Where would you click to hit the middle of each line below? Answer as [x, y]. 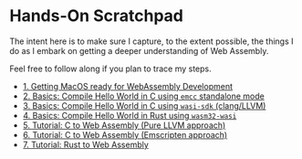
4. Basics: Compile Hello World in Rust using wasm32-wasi [130, 115]
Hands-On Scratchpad [97, 16]
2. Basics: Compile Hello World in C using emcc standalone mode [143, 96]
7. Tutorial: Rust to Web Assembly [85, 144]
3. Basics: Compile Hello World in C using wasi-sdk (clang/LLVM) [144, 105]
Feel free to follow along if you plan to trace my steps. [110, 69]
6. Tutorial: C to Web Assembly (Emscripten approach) [125, 134]
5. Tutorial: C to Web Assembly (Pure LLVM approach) [124, 125]
